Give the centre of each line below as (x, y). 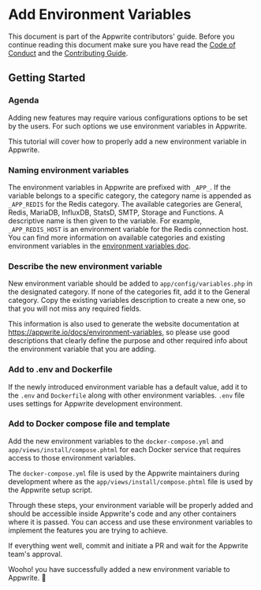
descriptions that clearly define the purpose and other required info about (128, 341)
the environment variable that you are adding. (82, 349)
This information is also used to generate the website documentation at (124, 324)
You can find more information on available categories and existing (117, 237)
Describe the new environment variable (86, 266)
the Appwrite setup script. (50, 490)
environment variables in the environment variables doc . (99, 245)
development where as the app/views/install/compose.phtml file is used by (131, 481)
